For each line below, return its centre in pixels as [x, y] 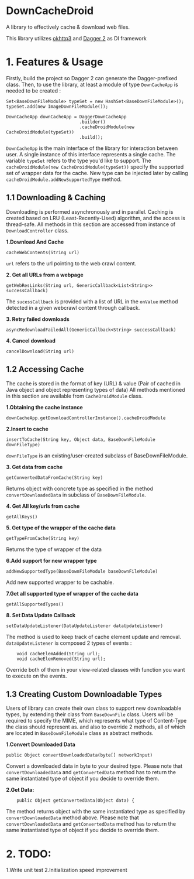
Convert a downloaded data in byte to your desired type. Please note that [94, 766]
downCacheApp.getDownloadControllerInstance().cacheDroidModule [86, 418]
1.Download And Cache [35, 242]
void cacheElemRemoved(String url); [61, 659]
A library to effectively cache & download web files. [68, 27]
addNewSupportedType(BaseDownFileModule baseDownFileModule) [82, 571]
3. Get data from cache [34, 467]
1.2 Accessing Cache [45, 369]
